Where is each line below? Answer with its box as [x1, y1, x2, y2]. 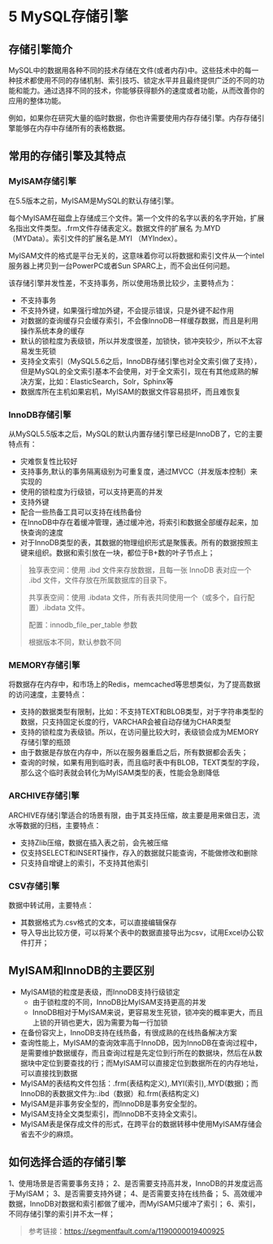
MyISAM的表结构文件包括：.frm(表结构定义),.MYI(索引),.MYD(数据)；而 [19, 1078, 258, 1088]
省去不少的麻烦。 [19, 1129, 78, 1138]
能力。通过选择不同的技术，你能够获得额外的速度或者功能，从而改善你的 [22, 86, 265, 95]
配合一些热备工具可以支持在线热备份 [19, 507, 142, 517]
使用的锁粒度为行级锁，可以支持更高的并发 [19, 487, 163, 496]
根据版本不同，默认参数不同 [28, 637, 122, 647]
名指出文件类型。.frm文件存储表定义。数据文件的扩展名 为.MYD [8, 223, 221, 232]
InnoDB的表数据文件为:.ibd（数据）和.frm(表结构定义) [19, 1088, 200, 1098]
